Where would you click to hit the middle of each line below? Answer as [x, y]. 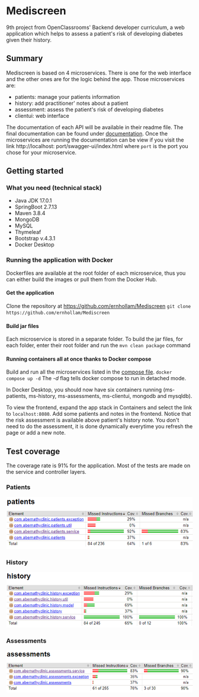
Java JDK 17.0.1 [33, 201]
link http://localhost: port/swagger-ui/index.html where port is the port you [97, 146]
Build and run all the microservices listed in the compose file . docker [89, 372]
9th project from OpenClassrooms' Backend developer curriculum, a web [95, 27]
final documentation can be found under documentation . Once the [87, 133]
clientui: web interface [42, 115]
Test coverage [33, 451]
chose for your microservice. [41, 152]
